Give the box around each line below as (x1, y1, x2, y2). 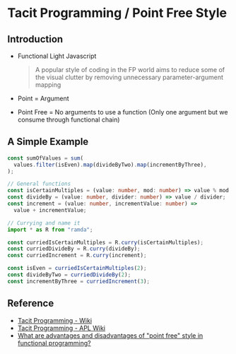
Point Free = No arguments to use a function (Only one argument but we (17, 108, 228, 116)
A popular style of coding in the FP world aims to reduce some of (35, 66, 225, 73)
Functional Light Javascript (17, 52, 97, 60)
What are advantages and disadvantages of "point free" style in (17, 331, 203, 340)
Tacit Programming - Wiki (17, 316, 93, 324)
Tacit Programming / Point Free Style (7, 5, 228, 21)
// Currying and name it (7, 219, 81, 227)
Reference (7, 297, 54, 309)
